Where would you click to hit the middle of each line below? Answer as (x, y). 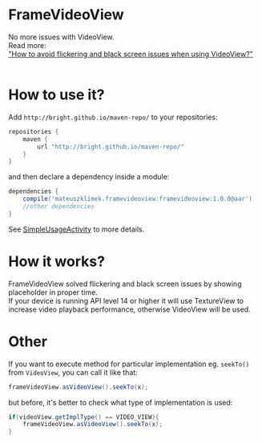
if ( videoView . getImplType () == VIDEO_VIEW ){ (84, 417)
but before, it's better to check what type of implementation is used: (121, 402)
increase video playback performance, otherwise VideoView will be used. (129, 309)
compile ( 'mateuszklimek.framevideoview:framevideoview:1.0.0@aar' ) (137, 199)
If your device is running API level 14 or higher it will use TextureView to (126, 300)
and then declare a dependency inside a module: (89, 177)
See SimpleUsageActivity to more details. (77, 229)
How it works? (57, 261)
